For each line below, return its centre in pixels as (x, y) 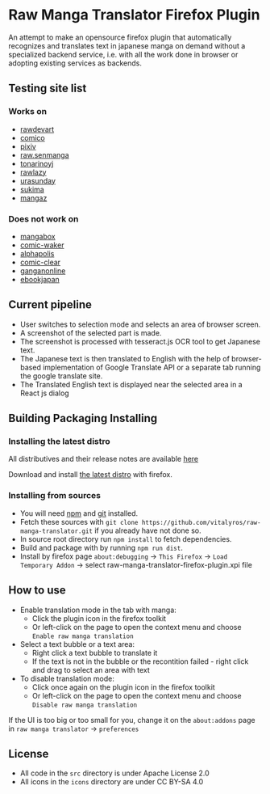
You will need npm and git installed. (79, 513)
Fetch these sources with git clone (79, 522)
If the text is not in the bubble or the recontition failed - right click (140, 661)
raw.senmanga (45, 154)
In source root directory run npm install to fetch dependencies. (126, 538)
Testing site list (48, 89)
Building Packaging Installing (83, 418)
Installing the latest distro (59, 441)
